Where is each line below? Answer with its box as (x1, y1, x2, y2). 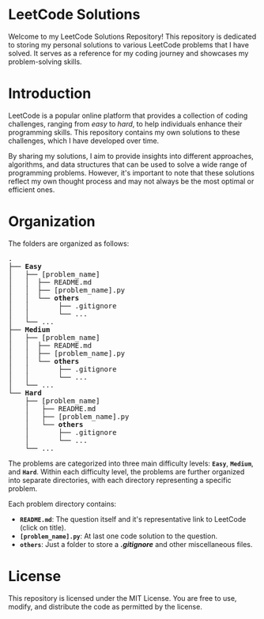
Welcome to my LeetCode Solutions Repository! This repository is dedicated (8, 32, 257, 41)
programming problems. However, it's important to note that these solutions (8, 168, 255, 177)
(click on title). (19, 523, 66, 532)
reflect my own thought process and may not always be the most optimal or (8, 176, 255, 186)
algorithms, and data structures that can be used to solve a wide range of (8, 160, 247, 169)
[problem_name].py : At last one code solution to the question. (19, 531, 218, 541)
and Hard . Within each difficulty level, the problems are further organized (8, 466, 245, 476)
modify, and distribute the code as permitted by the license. (8, 602, 203, 611)
